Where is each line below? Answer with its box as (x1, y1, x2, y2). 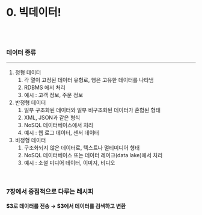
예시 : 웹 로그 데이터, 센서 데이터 (23, 129, 99, 136)
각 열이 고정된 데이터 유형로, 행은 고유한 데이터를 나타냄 (23, 76, 155, 84)
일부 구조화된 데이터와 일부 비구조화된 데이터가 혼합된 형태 (23, 107, 161, 114)
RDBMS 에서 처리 (23, 84, 66, 91)
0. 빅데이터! (6, 5, 61, 19)
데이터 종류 (6, 48, 37, 57)
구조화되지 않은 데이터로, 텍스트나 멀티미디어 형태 (23, 144, 140, 151)
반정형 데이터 (14, 99, 46, 106)
